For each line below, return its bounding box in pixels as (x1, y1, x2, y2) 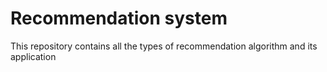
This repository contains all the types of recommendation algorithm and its (10, 40, 318, 52)
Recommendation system (10, 7, 228, 30)
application (10, 50, 57, 62)
